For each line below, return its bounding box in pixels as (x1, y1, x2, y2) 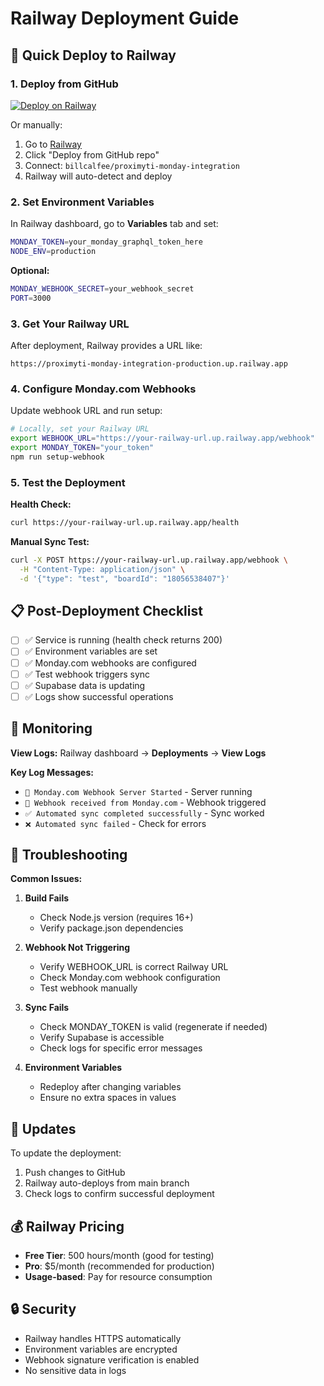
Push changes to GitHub (24, 1167, 126, 1179)
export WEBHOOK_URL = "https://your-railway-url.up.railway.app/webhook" (10, 433, 315, 444)
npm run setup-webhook (10, 452, 105, 462)
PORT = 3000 (10, 293, 52, 303)
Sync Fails (24, 1002, 70, 1014)
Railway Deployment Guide (10, 7, 240, 30)
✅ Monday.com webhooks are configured (24, 657, 197, 669)
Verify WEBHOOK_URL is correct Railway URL (39, 961, 229, 973)
